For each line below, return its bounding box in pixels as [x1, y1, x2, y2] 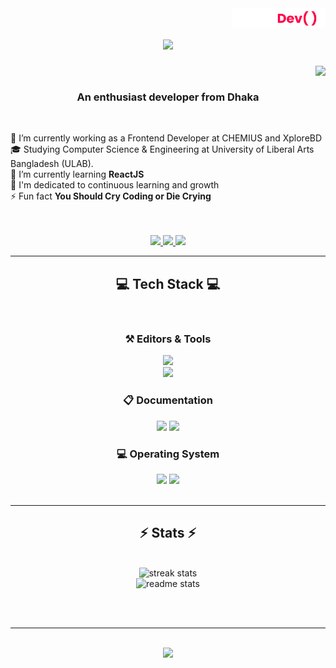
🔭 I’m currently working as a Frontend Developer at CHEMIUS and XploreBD [10, 132, 323, 144]
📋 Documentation [123, 393, 213, 407]
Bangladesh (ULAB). [10, 158, 94, 170]
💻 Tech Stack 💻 [115, 275, 221, 292]
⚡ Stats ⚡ [139, 525, 197, 542]
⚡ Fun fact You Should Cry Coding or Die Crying [10, 190, 212, 202]
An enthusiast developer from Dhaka [76, 90, 260, 104]
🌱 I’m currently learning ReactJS [10, 168, 145, 181]
